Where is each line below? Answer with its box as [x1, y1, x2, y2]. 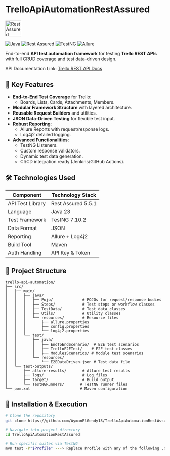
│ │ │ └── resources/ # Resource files [5, 315, 119, 320]
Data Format [8, 224, 37, 232]
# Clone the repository [5, 413, 56, 419]
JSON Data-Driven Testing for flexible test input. [12, 115, 115, 121]
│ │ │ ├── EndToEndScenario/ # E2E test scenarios [5, 342, 139, 347]
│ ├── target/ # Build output [5, 377, 114, 383]
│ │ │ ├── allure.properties [5, 320, 90, 325]
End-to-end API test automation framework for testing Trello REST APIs [5, 50, 157, 56]
